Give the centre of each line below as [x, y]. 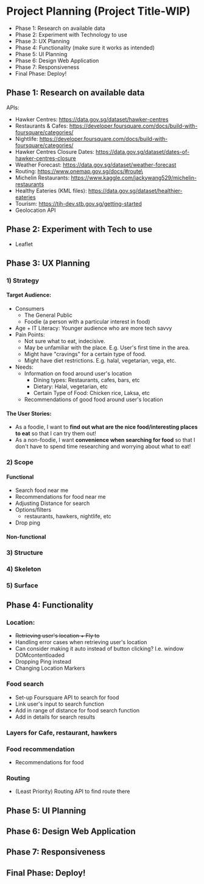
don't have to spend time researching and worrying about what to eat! [103, 446]
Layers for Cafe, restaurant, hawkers [62, 733]
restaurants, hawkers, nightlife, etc [68, 516]
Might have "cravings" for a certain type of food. [85, 354]
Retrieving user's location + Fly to [57, 636]
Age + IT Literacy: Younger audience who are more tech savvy [93, 328]
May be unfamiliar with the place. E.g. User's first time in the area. [107, 348]
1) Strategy [23, 280]
